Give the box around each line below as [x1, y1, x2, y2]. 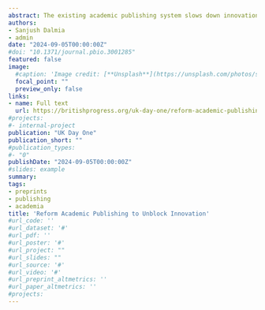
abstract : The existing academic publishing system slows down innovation [8, 11, 259, 20]
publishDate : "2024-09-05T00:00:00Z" [8, 159, 132, 166]
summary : [8, 173, 37, 181]
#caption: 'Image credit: [15, 70, 101, 78]
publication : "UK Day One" [8, 129, 97, 136]
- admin [8, 33, 34, 42]
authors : [8, 19, 37, 27]
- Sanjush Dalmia [8, 26, 65, 34]
